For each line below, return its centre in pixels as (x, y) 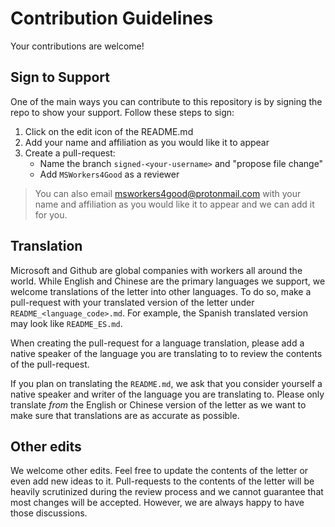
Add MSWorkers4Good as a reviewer (109, 174)
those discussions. (49, 513)
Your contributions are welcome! (77, 46)
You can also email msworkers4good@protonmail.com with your (168, 193)
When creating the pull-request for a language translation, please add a (157, 343)
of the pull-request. (50, 364)
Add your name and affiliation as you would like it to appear (147, 142)
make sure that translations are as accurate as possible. (125, 415)
